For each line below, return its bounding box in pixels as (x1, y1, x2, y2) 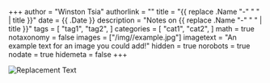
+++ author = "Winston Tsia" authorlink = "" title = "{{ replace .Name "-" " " (8, 7, 260, 16)
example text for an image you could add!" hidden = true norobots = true (8, 41, 251, 51)
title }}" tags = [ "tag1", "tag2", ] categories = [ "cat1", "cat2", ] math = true (8, 24, 255, 33)
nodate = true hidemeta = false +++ (8, 50, 128, 59)
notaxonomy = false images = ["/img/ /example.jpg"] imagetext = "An (8, 32, 237, 42)
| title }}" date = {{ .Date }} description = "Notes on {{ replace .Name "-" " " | (8, 15, 263, 25)
